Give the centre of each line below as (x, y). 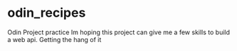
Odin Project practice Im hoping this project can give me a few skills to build (118, 32)
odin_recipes (47, 13)
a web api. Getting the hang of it (54, 39)
